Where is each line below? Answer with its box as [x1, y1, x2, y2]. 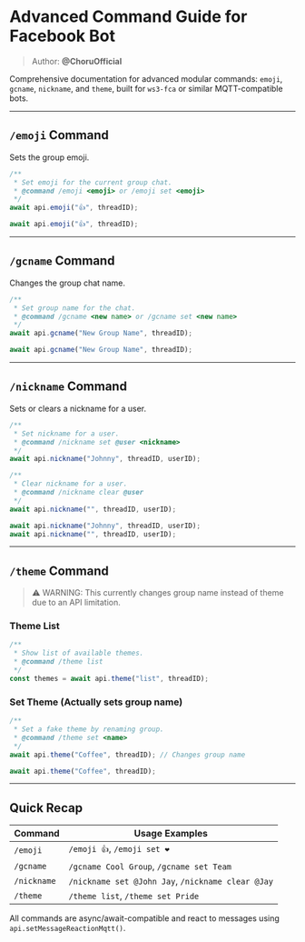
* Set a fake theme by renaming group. [13, 725, 165, 734]
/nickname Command [9, 379, 127, 395]
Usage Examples [133, 827, 209, 840]
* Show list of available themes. [13, 648, 144, 658]
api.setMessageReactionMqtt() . [9, 923, 126, 934]
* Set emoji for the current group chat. [13, 177, 172, 187]
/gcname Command [9, 253, 115, 269]
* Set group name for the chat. [13, 303, 136, 313]
